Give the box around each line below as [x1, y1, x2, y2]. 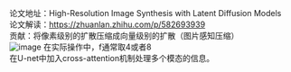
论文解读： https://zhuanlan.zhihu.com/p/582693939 [9, 19, 206, 30]
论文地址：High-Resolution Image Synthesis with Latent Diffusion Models [9, 8, 282, 18]
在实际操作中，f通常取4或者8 [43, 41, 152, 52]
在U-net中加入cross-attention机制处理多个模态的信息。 [9, 53, 215, 63]
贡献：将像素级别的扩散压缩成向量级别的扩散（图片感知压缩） [9, 31, 239, 40]
